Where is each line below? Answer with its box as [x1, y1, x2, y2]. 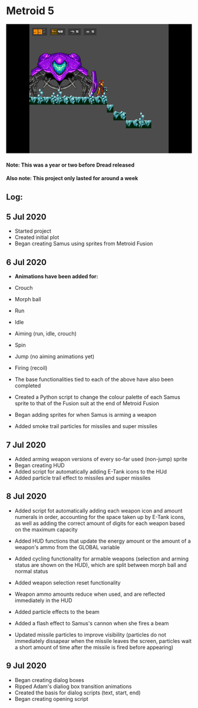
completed [14, 382, 41, 389]
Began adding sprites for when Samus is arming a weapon [14, 412, 157, 419]
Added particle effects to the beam [14, 608, 100, 615]
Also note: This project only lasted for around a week [6, 175, 138, 182]
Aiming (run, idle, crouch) [14, 330, 77, 337]
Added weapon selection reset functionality [14, 579, 121, 586]
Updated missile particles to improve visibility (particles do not [14, 631, 167, 638]
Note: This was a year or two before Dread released [6, 161, 134, 168]
